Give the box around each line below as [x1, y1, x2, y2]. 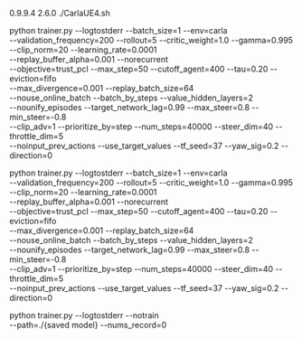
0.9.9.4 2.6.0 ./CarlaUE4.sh [9, 8, 110, 18]
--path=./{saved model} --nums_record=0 [9, 320, 167, 330]
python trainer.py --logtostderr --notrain [9, 310, 160, 320]
